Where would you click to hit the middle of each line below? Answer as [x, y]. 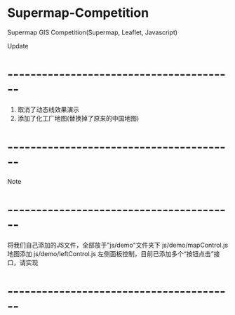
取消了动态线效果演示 [48, 109]
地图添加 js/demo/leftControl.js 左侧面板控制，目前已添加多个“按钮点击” [110, 253]
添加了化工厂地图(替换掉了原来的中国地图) [78, 118]
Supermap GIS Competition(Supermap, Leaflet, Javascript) [92, 32]
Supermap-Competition [78, 13]
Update [18, 46]
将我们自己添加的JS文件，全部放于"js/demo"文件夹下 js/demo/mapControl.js [118, 245]
